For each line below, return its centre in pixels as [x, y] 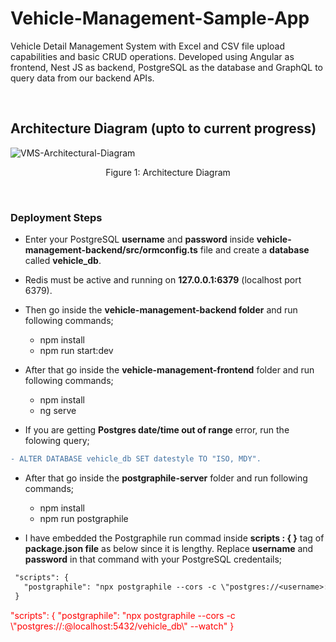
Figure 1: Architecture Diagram [168, 172]
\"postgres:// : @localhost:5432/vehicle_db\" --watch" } [122, 626]
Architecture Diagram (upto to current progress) [163, 128]
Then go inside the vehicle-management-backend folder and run [161, 310]
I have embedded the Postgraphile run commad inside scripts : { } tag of [174, 538]
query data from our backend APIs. [82, 78]
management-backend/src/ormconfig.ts [111, 250]
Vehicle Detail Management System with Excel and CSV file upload [148, 46]
